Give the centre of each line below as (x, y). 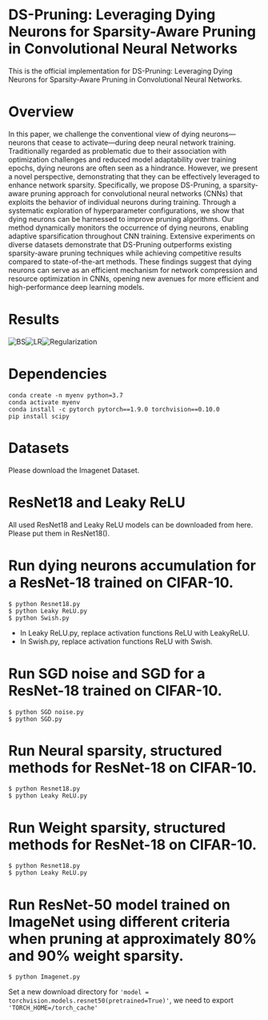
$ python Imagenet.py (44, 977)
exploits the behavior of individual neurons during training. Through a (122, 202)
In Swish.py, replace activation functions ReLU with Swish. (116, 641)
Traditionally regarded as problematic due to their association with (117, 151)
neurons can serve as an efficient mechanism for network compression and (133, 270)
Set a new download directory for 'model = (79, 992)
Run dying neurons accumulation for (132, 565)
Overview (41, 112)
